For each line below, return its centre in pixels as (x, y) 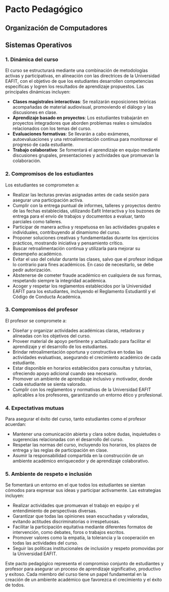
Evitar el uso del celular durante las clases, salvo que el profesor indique (88, 259)
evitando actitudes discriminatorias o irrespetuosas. (66, 522)
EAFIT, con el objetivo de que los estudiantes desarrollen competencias (79, 81)
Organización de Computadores (56, 28)
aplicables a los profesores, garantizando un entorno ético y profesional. (88, 394)
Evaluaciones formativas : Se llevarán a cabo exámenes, (71, 134)
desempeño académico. (37, 254)
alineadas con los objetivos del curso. (52, 336)
